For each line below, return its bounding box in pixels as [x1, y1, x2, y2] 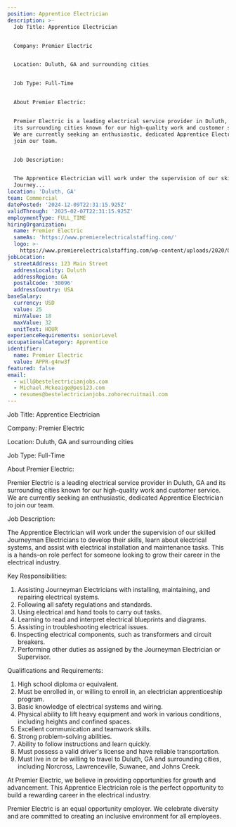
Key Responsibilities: [7, 572, 67, 580]
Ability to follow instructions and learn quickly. [17, 740, 151, 748]
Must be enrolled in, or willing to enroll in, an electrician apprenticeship [17, 688, 223, 695]
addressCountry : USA [13, 286, 74, 293]
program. [17, 695, 44, 703]
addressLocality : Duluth [13, 267, 86, 274]
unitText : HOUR [13, 325, 58, 333]
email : [7, 371, 27, 379]
